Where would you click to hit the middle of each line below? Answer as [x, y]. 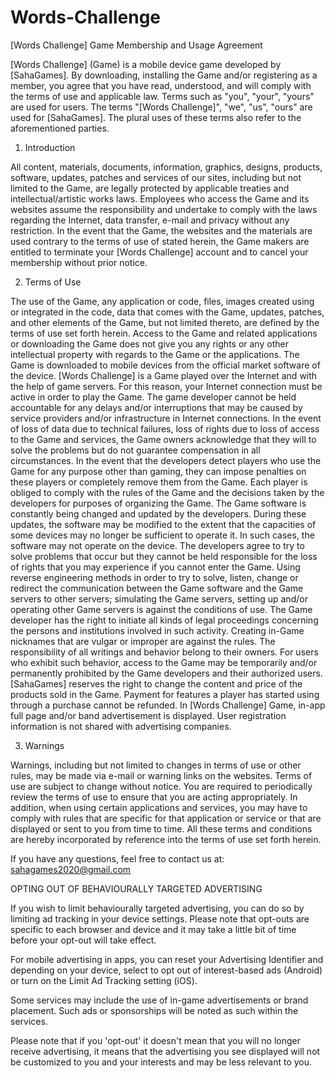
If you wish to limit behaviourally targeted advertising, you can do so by [157, 908]
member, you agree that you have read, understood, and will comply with [161, 85]
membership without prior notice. [79, 262]
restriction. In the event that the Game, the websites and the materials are [161, 230]
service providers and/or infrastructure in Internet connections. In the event [166, 418]
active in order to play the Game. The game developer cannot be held [153, 397]
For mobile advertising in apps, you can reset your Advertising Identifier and [167, 959]
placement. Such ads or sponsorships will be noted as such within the [154, 1010]
